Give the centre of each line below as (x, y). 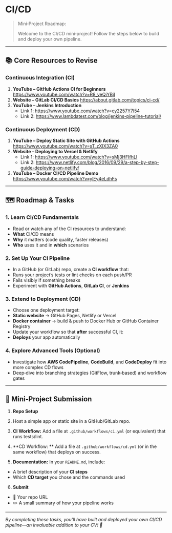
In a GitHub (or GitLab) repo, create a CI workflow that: (71, 269)
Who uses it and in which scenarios (51, 245)
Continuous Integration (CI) (40, 78)
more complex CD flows (38, 367)
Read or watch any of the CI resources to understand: (69, 229)
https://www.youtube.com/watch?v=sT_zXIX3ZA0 (65, 146)
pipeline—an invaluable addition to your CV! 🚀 (54, 525)
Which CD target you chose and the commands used (69, 477)
